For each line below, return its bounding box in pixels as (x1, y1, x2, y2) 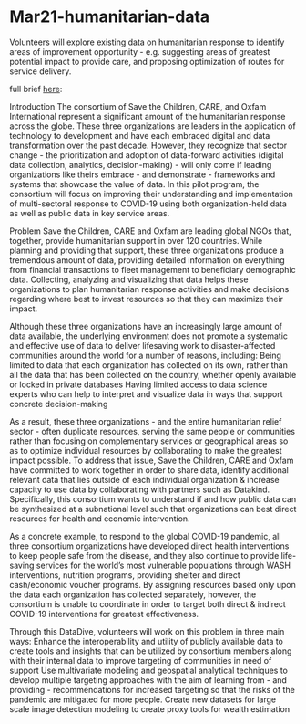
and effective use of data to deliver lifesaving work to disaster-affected (9, 340, 276, 351)
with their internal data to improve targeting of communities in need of (9, 655, 272, 666)
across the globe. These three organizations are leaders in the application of (9, 121, 296, 131)
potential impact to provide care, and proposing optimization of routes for (9, 56, 285, 67)
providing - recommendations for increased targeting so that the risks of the (9, 684, 296, 695)
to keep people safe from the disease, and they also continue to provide (9, 550, 280, 561)
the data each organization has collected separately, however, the (9, 589, 257, 600)
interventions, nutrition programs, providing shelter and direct (9, 569, 241, 581)
